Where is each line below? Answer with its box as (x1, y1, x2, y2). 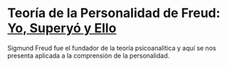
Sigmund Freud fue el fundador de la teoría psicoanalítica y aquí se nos (7, 43, 216, 52)
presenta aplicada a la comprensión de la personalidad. (7, 51, 170, 60)
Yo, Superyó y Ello (7, 20, 117, 36)
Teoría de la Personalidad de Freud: (7, 5, 221, 21)
